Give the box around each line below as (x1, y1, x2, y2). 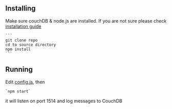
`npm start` (5, 88, 31, 94)
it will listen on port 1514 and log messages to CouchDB (5, 98, 123, 104)
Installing (5, 4, 36, 13)
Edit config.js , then (5, 79, 45, 85)
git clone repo (5, 38, 38, 43)
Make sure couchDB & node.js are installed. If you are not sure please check (5, 17, 167, 24)
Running (5, 65, 33, 74)
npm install (5, 46, 31, 52)
